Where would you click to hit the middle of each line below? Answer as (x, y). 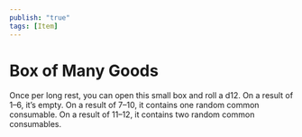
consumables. (36, 124)
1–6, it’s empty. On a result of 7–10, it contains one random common (134, 105)
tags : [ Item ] (34, 26)
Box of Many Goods (84, 71)
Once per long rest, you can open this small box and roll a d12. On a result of (151, 96)
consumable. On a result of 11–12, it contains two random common (132, 114)
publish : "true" (40, 18)
